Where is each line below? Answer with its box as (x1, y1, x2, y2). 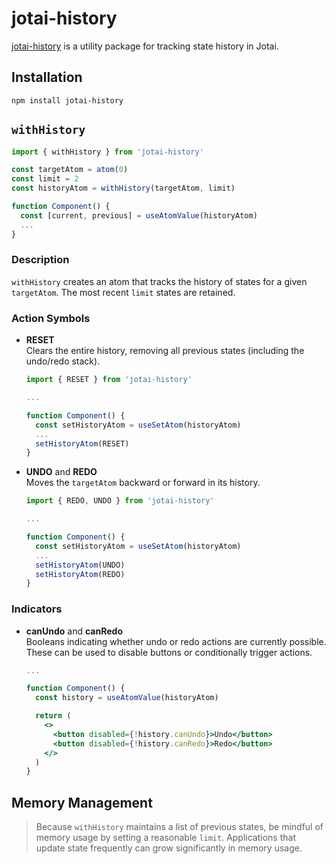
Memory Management (11, 794, 153, 811)
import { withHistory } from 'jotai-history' (11, 147, 204, 157)
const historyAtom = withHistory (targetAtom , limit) (11, 183, 236, 194)
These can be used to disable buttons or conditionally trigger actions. (25, 646, 313, 658)
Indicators (11, 602, 63, 616)
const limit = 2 (11, 174, 79, 184)
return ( (35, 711, 72, 721)
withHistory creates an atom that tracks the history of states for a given (11, 275, 308, 287)
